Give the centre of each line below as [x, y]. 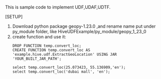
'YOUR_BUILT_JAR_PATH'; [37, 59]
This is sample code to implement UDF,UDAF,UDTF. [58, 7]
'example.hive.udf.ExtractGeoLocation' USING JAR [65, 54]
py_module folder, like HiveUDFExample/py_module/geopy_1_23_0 [79, 31]
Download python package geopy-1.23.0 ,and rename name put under [84, 26]
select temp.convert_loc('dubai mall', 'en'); [61, 72]
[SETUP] [14, 17]
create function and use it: [39, 37]
